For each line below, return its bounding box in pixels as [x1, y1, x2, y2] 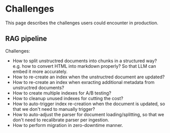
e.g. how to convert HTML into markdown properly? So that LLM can [12, 63, 156, 69]
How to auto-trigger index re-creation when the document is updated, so [12, 101, 165, 107]
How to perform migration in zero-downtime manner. [12, 122, 123, 128]
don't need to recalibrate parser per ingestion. [12, 117, 109, 123]
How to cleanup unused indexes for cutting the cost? [12, 95, 123, 101]
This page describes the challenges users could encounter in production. [5, 20, 158, 26]
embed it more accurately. [12, 68, 67, 74]
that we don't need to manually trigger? [12, 106, 95, 112]
